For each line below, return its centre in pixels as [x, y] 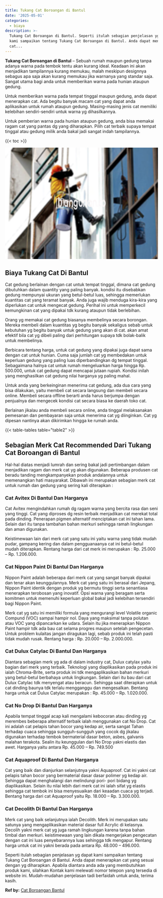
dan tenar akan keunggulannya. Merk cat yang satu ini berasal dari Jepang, [81, 582]
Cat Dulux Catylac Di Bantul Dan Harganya [56, 651]
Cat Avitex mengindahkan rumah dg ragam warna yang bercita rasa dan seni [81, 508]
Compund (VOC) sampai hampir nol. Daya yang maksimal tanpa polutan [77, 618]
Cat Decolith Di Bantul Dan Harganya [49, 809]
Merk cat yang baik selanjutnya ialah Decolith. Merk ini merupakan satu [76, 819]
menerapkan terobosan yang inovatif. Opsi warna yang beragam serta [75, 593]
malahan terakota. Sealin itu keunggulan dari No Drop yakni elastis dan [76, 742]
